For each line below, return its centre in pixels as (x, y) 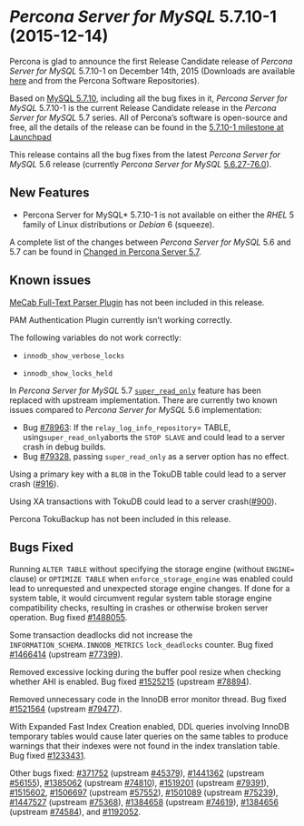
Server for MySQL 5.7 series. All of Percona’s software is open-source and (148, 117)
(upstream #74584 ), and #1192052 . (75, 812)
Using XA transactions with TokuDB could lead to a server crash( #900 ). (143, 501)
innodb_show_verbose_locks (74, 356)
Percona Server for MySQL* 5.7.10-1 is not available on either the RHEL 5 (158, 215)
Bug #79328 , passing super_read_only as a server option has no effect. (156, 456)
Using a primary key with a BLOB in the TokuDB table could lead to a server (148, 474)
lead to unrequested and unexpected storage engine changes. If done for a (150, 589)
